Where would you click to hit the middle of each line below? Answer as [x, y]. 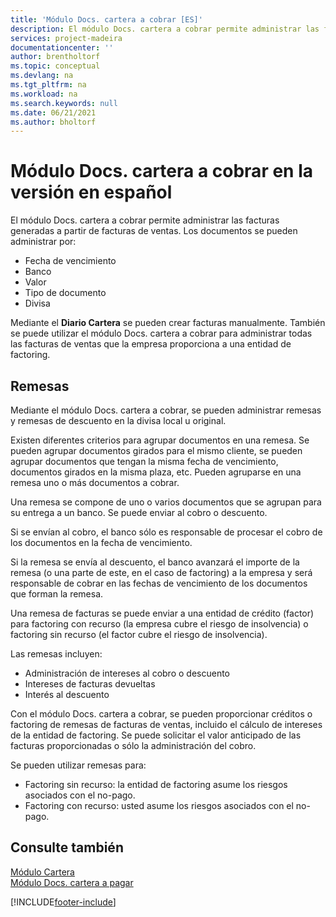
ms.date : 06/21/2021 [53, 112]
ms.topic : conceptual [55, 66]
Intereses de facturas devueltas [90, 684]
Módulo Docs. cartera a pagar [72, 882]
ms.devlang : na [42, 76]
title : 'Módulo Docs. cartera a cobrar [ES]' [106, 19]
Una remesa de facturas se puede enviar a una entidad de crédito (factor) [162, 613]
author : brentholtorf [55, 57]
